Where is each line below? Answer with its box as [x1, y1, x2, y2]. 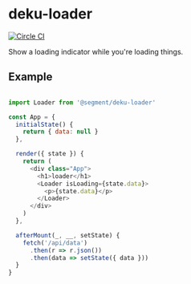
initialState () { [15, 120, 74, 128]
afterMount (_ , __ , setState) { [15, 231, 120, 239]
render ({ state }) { [15, 150, 84, 158]
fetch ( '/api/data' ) [22, 238, 88, 247]
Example [8, 70, 53, 84]
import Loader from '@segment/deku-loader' [8, 98, 156, 107]
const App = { [8, 113, 56, 121]
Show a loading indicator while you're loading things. [8, 47, 184, 56]
